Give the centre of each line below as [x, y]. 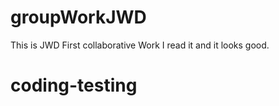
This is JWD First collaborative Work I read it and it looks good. [140, 45]
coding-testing [74, 85]
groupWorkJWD [78, 17]
